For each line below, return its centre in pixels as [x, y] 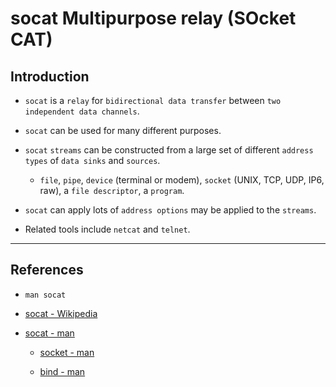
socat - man [49, 333]
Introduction [50, 76]
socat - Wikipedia [61, 313]
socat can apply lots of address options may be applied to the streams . [170, 210]
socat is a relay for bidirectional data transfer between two [153, 100]
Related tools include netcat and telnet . [107, 229]
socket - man [67, 352]
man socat [45, 295]
